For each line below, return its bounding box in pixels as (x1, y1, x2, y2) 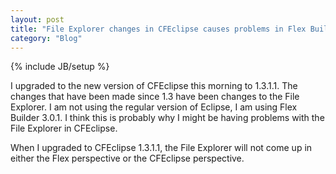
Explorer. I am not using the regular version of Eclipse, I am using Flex (10, 101, 298, 113)
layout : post (10, 14, 65, 25)
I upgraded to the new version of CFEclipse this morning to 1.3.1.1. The (10, 80, 298, 92)
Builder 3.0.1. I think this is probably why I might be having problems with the (10, 112, 325, 124)
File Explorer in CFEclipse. (10, 122, 118, 135)
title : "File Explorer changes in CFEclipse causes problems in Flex (10, 24, 307, 34)
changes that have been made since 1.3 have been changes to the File (10, 91, 300, 103)
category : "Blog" (10, 33, 83, 43)
